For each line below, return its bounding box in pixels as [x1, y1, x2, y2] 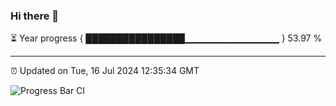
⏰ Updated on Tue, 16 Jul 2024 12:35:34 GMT [10, 65, 200, 77]
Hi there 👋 [10, 9, 60, 23]
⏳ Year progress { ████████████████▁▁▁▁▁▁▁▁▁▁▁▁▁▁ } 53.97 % [10, 32, 323, 44]
